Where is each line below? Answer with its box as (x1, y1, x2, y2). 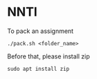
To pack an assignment (7, 27, 74, 35)
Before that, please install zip (7, 52, 90, 60)
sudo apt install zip (7, 65, 70, 72)
